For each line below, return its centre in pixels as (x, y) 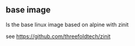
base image (28, 10)
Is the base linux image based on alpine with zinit (67, 24)
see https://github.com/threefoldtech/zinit (58, 36)
